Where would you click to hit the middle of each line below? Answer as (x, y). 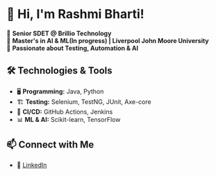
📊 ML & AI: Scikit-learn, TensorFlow (68, 119)
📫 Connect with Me (50, 145)
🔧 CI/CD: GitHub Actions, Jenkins (65, 112)
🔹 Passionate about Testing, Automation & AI (73, 48)
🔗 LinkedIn (32, 165)
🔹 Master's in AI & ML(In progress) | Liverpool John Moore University (108, 40)
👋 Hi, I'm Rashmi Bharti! (76, 14)
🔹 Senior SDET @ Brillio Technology (59, 33)
